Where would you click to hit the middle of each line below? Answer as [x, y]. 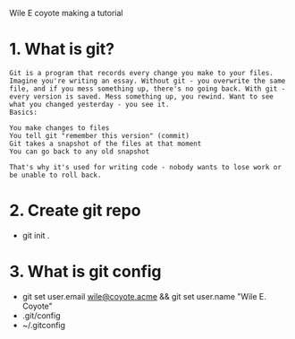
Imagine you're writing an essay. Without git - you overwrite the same [147, 81]
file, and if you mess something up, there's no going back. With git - [147, 89]
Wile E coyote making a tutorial [66, 13]
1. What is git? [62, 49]
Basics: [24, 112]
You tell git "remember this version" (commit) [100, 135]
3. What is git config [86, 272]
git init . [36, 235]
